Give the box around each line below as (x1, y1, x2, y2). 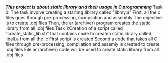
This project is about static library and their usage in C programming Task (5, 4, 163, 10)
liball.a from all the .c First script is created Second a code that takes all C (5, 36, 158, 42)
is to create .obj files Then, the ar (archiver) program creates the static (5, 20, 151, 26)
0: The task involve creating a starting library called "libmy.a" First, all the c (5, 9, 161, 15)
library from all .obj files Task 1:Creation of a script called (5, 25, 123, 31)
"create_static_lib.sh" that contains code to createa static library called (5, 31, 152, 36)
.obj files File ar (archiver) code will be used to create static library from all (5, 47, 159, 52)
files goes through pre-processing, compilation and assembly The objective (5, 15, 162, 20)
